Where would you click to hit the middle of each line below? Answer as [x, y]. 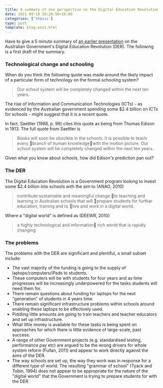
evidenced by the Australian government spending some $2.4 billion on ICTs [81, 109]
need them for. [27, 288]
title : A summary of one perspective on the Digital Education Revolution [82, 9]
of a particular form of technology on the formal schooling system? [72, 80]
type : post [16, 23]
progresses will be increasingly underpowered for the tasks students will [85, 283]
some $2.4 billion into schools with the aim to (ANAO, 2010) [65, 186]
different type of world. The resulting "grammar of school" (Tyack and [82, 366]
